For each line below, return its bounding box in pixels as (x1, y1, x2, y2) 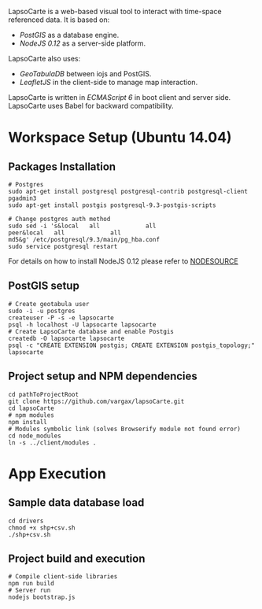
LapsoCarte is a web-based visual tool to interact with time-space (8, 7, 222, 16)
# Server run (8, 586, 51, 595)
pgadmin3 (8, 194, 37, 202)
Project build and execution (8, 552, 146, 566)
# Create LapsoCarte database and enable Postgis (8, 327, 175, 335)
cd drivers (8, 517, 44, 525)
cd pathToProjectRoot (8, 390, 79, 398)
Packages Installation (8, 160, 116, 173)
